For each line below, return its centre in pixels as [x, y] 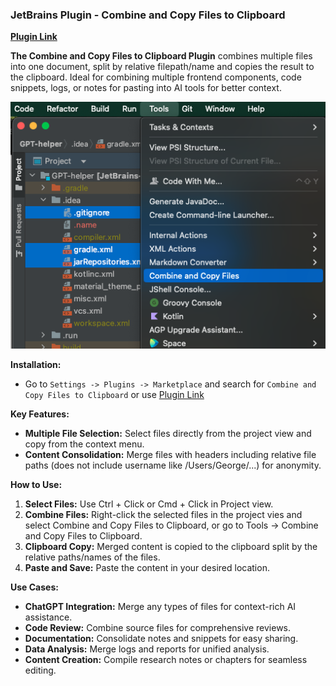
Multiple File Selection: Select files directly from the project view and [168, 434]
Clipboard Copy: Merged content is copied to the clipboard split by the [171, 547]
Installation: [36, 365]
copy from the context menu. [84, 444]
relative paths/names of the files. [92, 557]
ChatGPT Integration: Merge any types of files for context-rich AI [160, 607]
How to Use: [36, 485]
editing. [40, 670]
